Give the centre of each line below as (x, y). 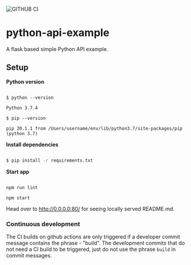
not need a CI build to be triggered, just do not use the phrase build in (91, 249)
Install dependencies (32, 145)
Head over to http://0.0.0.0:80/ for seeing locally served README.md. (91, 209)
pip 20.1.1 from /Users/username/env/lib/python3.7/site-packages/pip (94, 128)
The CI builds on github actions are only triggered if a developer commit (93, 237)
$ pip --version (26, 118)
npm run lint (22, 187)
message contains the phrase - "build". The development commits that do (95, 243)
